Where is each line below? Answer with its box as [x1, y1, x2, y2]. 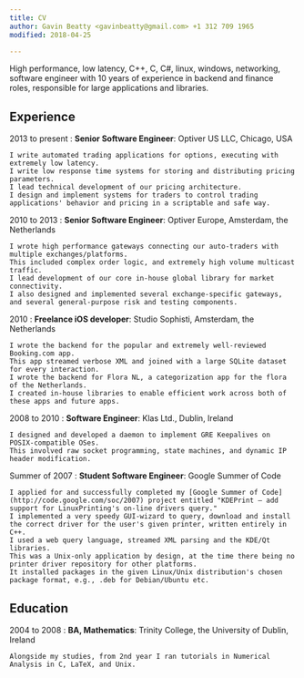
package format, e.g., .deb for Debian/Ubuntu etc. [9, 576, 209, 585]
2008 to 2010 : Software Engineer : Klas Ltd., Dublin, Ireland [9, 413, 234, 424]
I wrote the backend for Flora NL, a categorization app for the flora [9, 373, 287, 383]
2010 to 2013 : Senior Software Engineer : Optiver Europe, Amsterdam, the [9, 215, 289, 226]
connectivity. [9, 282, 64, 292]
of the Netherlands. [9, 381, 88, 390]
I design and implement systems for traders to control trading [9, 190, 258, 200]
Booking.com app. [9, 349, 76, 358]
